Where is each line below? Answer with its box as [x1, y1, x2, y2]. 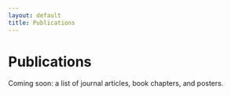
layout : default [8, 11, 61, 20]
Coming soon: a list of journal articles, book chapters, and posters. [8, 79, 224, 88]
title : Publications [8, 19, 76, 27]
